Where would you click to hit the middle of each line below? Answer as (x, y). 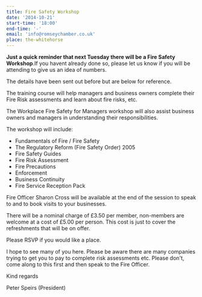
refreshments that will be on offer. (48, 228)
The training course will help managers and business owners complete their (100, 93)
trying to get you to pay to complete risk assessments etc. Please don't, (95, 258)
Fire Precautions (35, 167)
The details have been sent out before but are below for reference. (89, 81)
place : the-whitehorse (35, 40)
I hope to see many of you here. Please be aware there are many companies (101, 252)
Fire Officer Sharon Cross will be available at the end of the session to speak (101, 197)
